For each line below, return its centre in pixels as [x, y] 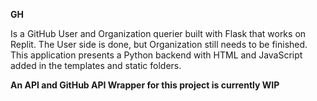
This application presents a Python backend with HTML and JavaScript [156, 55]
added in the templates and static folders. [96, 65]
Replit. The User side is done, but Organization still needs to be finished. [159, 44]
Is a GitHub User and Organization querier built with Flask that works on [158, 33]
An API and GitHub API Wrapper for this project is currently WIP [145, 85]
